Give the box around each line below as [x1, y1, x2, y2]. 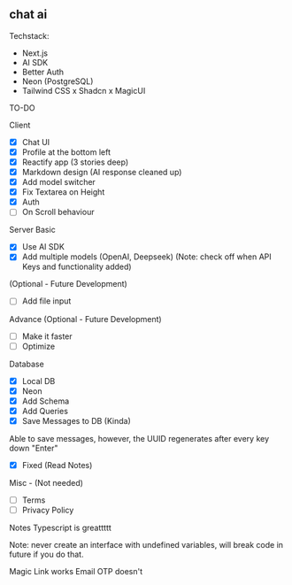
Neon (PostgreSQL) [21, 75, 94, 87]
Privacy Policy [21, 504, 74, 516]
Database [9, 358, 44, 369]
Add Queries [21, 405, 69, 416]
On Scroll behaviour [21, 207, 95, 218]
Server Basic [9, 225, 56, 235]
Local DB [21, 375, 56, 386]
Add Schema [21, 396, 70, 406]
